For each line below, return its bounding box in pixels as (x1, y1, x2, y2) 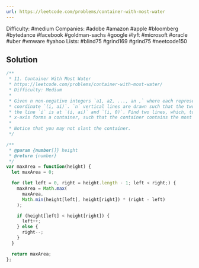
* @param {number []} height (8, 147, 78, 153)
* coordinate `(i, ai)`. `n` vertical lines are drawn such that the (8, 103, 184, 110)
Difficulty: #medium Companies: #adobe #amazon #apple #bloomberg (6, 25, 179, 32)
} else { (17, 224, 38, 230)
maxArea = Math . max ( (17, 186, 68, 192)
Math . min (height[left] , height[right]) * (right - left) (21, 196, 166, 202)
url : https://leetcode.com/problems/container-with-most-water (6, 8, 166, 15)
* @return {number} (8, 152, 57, 159)
